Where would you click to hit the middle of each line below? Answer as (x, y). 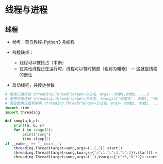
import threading (23, 112)
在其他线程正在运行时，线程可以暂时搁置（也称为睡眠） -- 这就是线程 (88, 69)
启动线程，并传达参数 (33, 85)
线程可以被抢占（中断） (43, 63)
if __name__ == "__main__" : (33, 144)
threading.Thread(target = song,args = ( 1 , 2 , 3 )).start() (68, 148)
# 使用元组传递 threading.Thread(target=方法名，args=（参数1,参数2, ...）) (78, 94)
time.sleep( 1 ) (37, 139)
